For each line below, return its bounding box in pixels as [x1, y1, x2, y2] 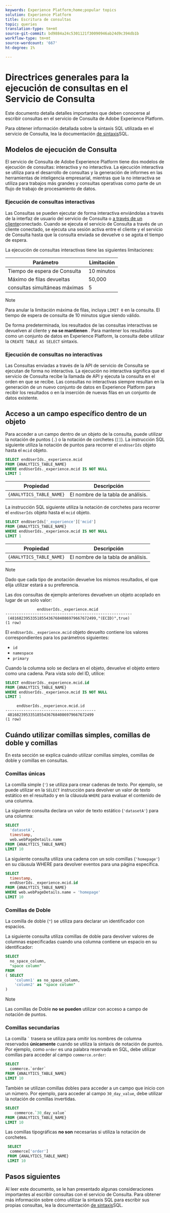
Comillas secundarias [5, 1024, 60, 1031]
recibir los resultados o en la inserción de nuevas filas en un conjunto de [5, 389, 156, 395]
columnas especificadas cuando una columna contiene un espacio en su [5, 939, 157, 945]
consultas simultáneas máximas [8, 284, 84, 291]
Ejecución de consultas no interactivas [5, 351, 103, 358]
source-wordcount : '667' [5, 41, 58, 46]
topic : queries [5, 21, 37, 27]
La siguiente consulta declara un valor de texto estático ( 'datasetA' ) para [5, 808, 158, 814]
